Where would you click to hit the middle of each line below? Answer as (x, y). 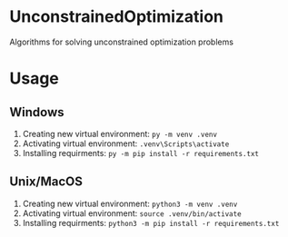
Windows (37, 112)
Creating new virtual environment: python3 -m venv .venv (130, 203)
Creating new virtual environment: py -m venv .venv (120, 133)
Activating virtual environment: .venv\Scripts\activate (126, 143)
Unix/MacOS (46, 182)
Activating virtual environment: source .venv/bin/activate (132, 213)
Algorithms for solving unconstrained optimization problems (122, 42)
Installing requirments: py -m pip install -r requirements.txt (141, 153)
